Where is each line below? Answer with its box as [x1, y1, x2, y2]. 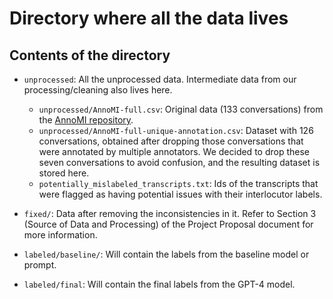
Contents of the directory [9, 47, 171, 64]
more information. [23, 229, 98, 241]
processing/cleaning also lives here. [23, 84, 173, 96]
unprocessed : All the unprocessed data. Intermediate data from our [23, 73, 297, 85]
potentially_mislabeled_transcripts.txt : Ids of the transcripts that [38, 178, 319, 189]
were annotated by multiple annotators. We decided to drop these [38, 146, 310, 157]
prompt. [23, 259, 57, 271]
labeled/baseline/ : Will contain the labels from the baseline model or [23, 248, 310, 260]
